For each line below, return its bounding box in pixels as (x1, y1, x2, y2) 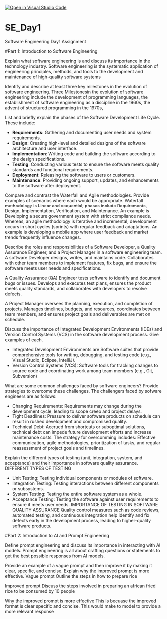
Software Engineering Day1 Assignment (5, 38, 86, 44)
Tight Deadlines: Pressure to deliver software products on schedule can (12, 413, 161, 419)
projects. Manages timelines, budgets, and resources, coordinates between (5, 306, 161, 312)
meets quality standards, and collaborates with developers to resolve (5, 285, 147, 291)
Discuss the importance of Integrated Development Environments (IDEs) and (5, 326, 162, 332)
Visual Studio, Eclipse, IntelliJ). (12, 357, 76, 363)
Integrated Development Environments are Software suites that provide (12, 346, 159, 352)
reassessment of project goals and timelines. (12, 445, 105, 451)
